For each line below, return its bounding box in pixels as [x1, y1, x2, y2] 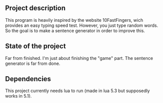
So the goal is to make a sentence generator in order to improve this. [5, 27, 145, 34]
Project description [5, 4, 66, 12]
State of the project [5, 42, 66, 51]
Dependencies [5, 75, 51, 83]
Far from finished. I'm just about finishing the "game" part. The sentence [5, 55, 154, 61]
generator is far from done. [5, 60, 60, 66]
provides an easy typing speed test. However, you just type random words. [5, 22, 159, 28]
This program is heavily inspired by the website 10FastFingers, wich [5, 17, 144, 23]
